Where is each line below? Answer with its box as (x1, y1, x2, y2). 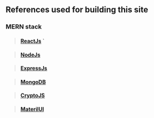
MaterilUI (20, 105, 44, 113)
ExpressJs (20, 65, 47, 72)
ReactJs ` (20, 37, 45, 44)
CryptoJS (20, 92, 46, 99)
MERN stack (5, 23, 43, 31)
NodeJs (20, 51, 41, 58)
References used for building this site (5, 5, 149, 15)
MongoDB (20, 78, 46, 85)
